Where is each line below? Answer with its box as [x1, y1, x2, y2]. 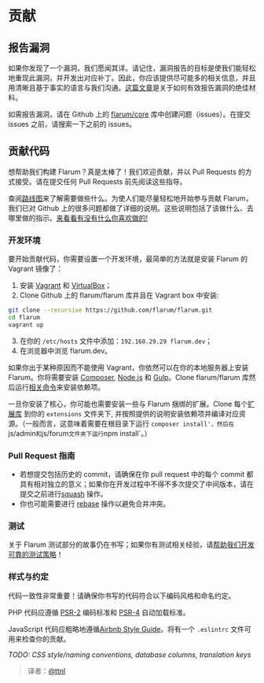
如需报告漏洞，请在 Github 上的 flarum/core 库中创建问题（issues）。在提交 [8, 109, 251, 119]
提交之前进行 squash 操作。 [19, 489, 108, 499]
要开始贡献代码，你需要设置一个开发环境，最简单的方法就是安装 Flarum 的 [8, 254, 248, 264]
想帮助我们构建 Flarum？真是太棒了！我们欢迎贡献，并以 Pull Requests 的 [8, 167, 246, 176]
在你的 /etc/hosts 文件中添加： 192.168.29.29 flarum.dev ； [19, 336, 213, 345]
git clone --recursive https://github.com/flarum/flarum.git [8, 306, 213, 315]
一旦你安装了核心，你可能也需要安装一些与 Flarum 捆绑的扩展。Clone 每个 [8, 399, 248, 408]
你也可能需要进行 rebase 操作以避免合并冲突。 [19, 499, 170, 508]
